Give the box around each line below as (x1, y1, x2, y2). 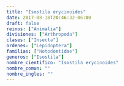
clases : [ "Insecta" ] (6, 37, 59, 43)
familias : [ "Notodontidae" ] (6, 48, 78, 55)
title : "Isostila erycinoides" (6, 8, 86, 15)
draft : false (6, 20, 40, 26)
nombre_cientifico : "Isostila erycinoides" (6, 59, 119, 65)
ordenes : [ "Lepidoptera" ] (6, 43, 72, 49)
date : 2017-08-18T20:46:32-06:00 (6, 15, 92, 21)
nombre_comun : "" (6, 65, 51, 71)
